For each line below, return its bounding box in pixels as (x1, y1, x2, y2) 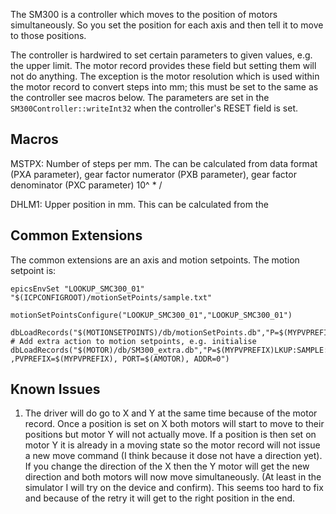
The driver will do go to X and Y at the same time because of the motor (24, 407, 318, 419)
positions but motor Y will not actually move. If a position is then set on (24, 429, 317, 441)
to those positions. (10, 30, 87, 41)
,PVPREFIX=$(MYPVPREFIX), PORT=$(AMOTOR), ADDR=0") (10, 354, 230, 364)
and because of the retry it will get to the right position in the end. (24, 492, 296, 504)
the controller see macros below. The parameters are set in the (10, 92, 270, 103)
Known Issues (10, 381, 101, 398)
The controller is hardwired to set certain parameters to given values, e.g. (10, 49, 313, 61)
